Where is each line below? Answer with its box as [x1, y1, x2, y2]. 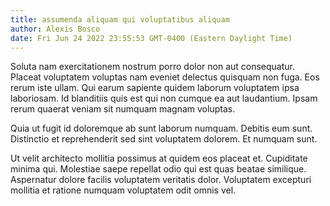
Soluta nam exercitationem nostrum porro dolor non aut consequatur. [10, 61, 296, 73]
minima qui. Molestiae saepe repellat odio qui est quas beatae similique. [10, 163, 307, 175]
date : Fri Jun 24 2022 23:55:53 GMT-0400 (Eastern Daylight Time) [10, 33, 293, 43]
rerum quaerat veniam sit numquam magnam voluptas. [10, 103, 236, 115]
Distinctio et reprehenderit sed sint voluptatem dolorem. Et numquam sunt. [10, 133, 318, 145]
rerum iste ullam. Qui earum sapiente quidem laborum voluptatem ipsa [10, 82, 300, 94]
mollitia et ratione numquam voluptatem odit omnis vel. [10, 184, 237, 196]
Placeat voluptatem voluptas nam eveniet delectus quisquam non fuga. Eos [10, 71, 320, 83]
